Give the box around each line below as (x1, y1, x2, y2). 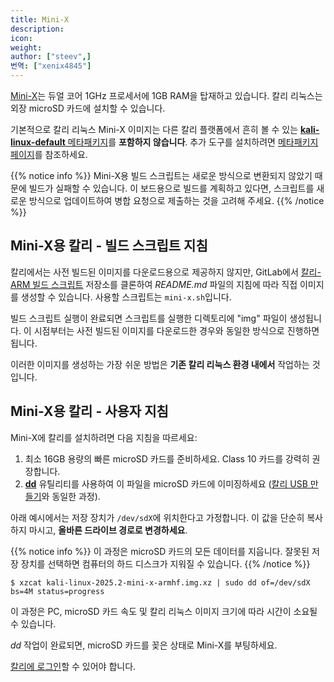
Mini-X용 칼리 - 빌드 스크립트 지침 (10, 237, 208, 255)
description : (10, 24, 65, 34)
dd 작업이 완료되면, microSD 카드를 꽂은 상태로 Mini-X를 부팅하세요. (10, 639, 278, 651)
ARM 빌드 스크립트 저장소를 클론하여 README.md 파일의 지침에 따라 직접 (10, 278, 298, 290)
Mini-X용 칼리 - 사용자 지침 (10, 403, 169, 420)
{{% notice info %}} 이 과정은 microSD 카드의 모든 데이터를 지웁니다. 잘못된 (10, 545, 310, 557)
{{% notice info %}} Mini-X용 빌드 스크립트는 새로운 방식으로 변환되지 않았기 (10, 170, 313, 181)
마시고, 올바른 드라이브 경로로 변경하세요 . (28, 524, 188, 536)
